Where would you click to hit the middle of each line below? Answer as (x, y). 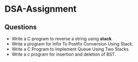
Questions (21, 27)
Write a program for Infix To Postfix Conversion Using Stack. (72, 44)
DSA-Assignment (41, 9)
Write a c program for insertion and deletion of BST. (64, 54)
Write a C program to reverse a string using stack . (62, 39)
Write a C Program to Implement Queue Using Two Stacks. (71, 49)
